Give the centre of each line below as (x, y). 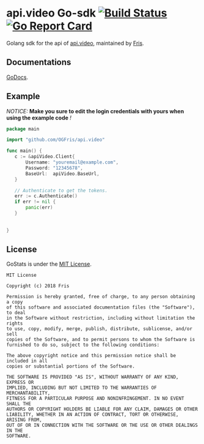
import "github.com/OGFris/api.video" (56, 140)
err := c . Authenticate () (46, 196)
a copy (15, 302)
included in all (27, 361)
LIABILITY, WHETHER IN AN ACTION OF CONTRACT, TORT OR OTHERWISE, (93, 415)
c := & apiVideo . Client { (45, 157)
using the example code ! (39, 118)
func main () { (24, 151)
